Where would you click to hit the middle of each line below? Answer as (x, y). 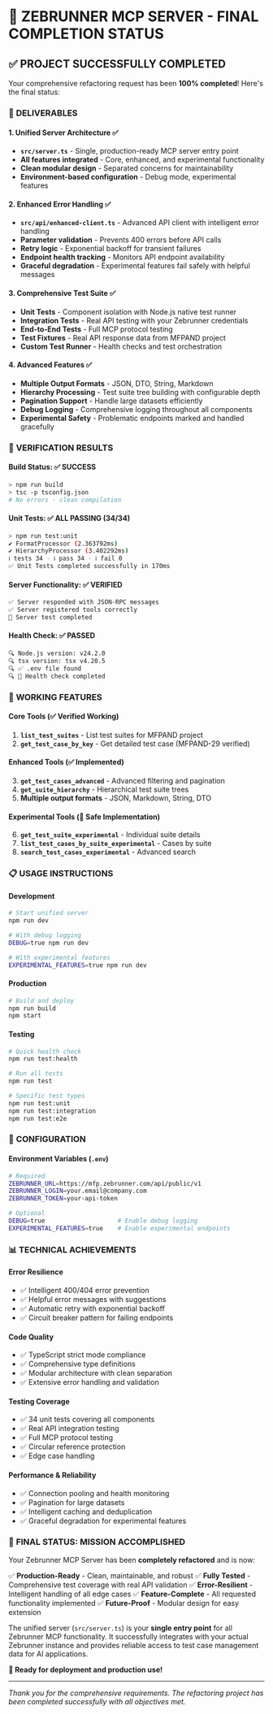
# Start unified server (49, 913)
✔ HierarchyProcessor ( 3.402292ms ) (69, 551)
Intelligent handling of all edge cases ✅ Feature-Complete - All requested (132, 1594)
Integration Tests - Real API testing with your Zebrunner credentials (134, 320)
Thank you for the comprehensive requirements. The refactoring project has (136, 1693)
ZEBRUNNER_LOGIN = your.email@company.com (78, 1191)
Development (32, 896)
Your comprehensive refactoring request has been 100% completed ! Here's (136, 83)
